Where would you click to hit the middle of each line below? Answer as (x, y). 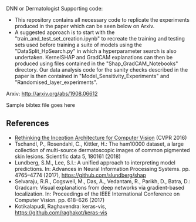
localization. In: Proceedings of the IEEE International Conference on (97, 194)
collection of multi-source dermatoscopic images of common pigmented (102, 150)
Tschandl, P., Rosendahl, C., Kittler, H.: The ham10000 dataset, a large (99, 144)
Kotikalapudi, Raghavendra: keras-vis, (60, 206)
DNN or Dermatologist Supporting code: (55, 9)
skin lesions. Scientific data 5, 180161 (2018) (68, 156)
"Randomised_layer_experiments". (56, 82)
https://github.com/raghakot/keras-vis (61, 212)
